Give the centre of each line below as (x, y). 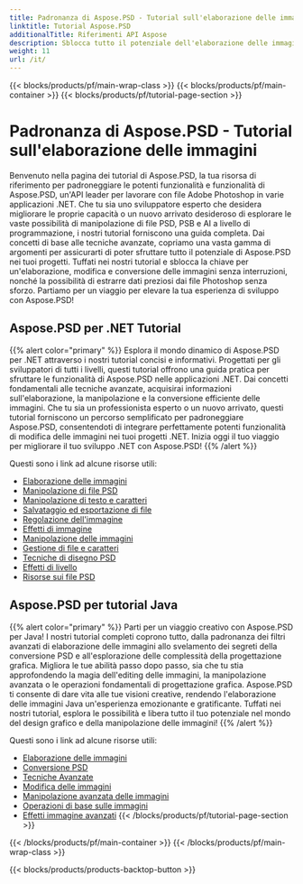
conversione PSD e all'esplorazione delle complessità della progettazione (146, 656)
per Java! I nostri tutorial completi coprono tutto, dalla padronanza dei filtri (147, 636)
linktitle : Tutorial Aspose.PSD (70, 26)
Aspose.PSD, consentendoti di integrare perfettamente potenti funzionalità (148, 427)
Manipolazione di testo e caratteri (84, 500)
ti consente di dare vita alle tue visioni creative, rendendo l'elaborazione (143, 694)
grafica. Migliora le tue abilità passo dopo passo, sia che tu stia (126, 665)
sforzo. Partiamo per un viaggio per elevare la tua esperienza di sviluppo (144, 290)
